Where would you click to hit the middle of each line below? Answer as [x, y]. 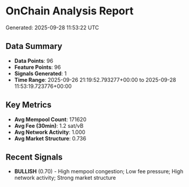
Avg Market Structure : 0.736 [50, 138]
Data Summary [34, 46]
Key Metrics [29, 105]
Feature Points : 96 [37, 67]
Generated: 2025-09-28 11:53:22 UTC [52, 27]
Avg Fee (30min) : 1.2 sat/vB [49, 125]
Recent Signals [34, 157]
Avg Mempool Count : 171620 [50, 119]
